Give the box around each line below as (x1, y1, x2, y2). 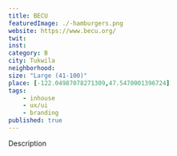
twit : (8, 34, 26, 43)
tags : (8, 86, 26, 95)
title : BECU (8, 11, 48, 20)
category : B (8, 49, 48, 57)
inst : (8, 42, 26, 50)
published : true (8, 117, 62, 125)
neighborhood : (8, 64, 56, 72)
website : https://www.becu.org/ (8, 27, 116, 35)
